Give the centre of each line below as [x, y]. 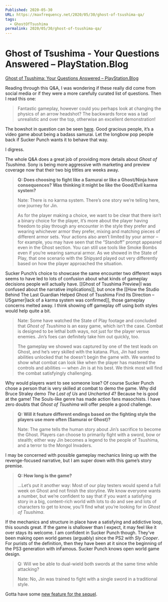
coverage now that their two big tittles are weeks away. [62, 170]
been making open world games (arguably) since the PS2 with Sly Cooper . [82, 538]
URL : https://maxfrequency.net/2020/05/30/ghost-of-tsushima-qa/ [75, 15]
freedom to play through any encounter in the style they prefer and [87, 226]
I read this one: [21, 99]
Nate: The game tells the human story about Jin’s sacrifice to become [89, 430]
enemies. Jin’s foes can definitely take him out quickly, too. [78, 337]
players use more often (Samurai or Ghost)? [64, 419]
